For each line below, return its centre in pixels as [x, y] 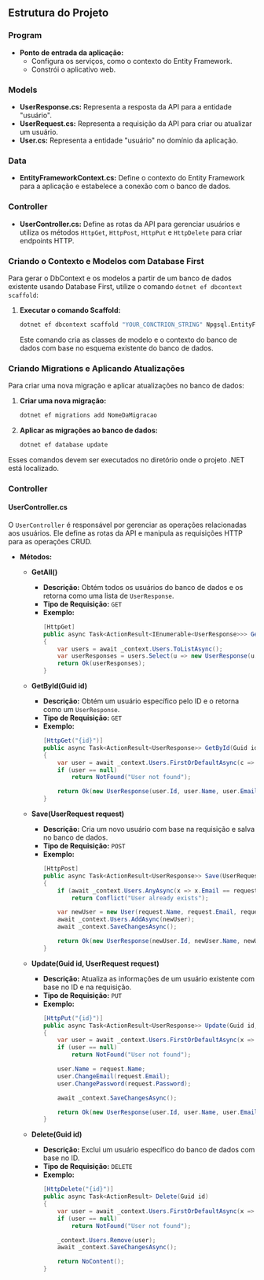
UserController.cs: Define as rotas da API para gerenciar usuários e [130, 224]
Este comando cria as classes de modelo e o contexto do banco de [128, 339]
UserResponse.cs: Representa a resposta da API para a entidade [125, 106]
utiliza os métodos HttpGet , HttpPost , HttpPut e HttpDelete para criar [131, 232]
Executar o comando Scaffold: [70, 310]
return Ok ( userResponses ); [102, 664]
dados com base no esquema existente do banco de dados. [116, 348]
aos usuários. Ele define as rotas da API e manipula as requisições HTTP [126, 533]
